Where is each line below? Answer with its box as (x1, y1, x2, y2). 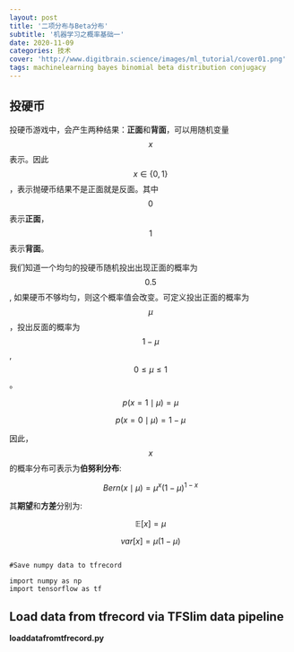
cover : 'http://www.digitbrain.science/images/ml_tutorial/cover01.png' (9, 55, 287, 64)
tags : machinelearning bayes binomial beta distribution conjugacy (9, 64, 267, 73)
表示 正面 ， (9, 213, 49, 224)
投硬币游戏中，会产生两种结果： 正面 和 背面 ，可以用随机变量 (9, 124, 229, 135)
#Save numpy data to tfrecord (9, 561, 123, 570)
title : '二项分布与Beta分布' (9, 22, 109, 30)
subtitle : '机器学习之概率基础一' (9, 30, 125, 39)
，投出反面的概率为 (9, 321, 81, 332)
